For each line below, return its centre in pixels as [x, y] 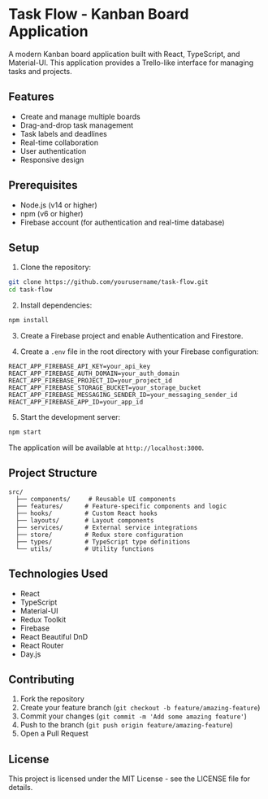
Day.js [30, 654]
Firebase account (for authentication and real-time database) [122, 222]
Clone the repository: [56, 267]
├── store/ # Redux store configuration [99, 535]
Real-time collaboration [59, 142]
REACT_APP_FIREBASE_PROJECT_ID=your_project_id [91, 381]
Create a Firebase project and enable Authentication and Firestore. [132, 336]
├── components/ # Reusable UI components [96, 499]
